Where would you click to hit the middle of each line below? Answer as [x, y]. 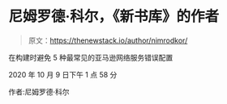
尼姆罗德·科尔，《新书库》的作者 [114, 17]
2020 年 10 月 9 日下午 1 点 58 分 [63, 74]
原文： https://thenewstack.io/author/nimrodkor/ [108, 40]
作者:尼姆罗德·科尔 [39, 92]
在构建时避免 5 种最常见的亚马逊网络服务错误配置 [91, 57]
